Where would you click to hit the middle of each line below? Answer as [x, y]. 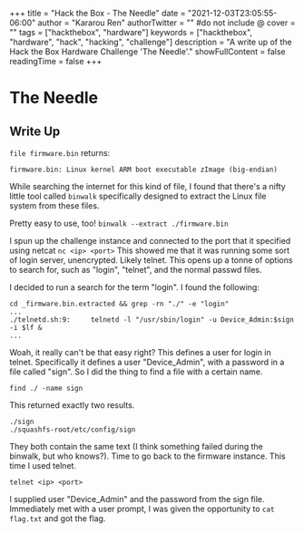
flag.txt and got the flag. [58, 518]
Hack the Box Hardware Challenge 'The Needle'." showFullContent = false [147, 52]
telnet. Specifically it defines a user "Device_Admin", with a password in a [147, 362]
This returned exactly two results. [72, 405]
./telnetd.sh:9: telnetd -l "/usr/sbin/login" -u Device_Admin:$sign [152, 320]
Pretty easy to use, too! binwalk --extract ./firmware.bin [119, 223]
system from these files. [54, 206]
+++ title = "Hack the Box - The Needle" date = [98, 13]
